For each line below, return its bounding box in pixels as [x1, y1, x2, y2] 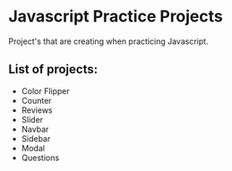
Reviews [21, 105, 53, 115]
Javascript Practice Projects [8, 6, 223, 27]
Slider [21, 114, 44, 124]
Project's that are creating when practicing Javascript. [8, 36, 209, 47]
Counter [21, 95, 52, 106]
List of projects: [8, 62, 99, 77]
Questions [21, 152, 60, 163]
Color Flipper [21, 85, 71, 96]
